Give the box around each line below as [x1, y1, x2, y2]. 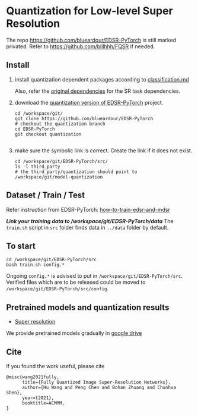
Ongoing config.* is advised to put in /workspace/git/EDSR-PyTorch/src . [6, 272, 183, 280]
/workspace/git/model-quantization [14, 174, 103, 180]
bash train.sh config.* [6, 262, 65, 268]
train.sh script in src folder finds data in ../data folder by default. [6, 224, 169, 231]
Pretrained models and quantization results [6, 302, 170, 312]
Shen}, [6, 390, 23, 396]
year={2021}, [21, 395, 55, 401]
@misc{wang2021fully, [6, 374, 60, 380]
